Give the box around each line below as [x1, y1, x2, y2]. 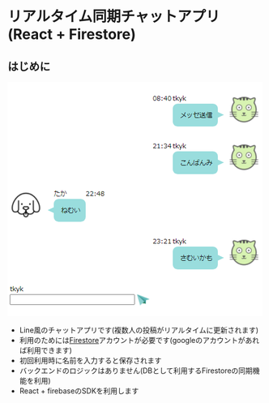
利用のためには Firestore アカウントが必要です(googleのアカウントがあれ [19, 336, 260, 345]
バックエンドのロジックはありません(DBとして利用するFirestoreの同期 [19, 366, 253, 375]
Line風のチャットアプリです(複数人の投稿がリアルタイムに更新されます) [19, 325, 259, 335]
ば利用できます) [19, 345, 72, 355]
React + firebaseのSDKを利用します [19, 386, 139, 396]
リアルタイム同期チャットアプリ [7, 7, 220, 26]
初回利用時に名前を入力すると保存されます [19, 356, 162, 365]
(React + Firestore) [7, 25, 137, 44]
